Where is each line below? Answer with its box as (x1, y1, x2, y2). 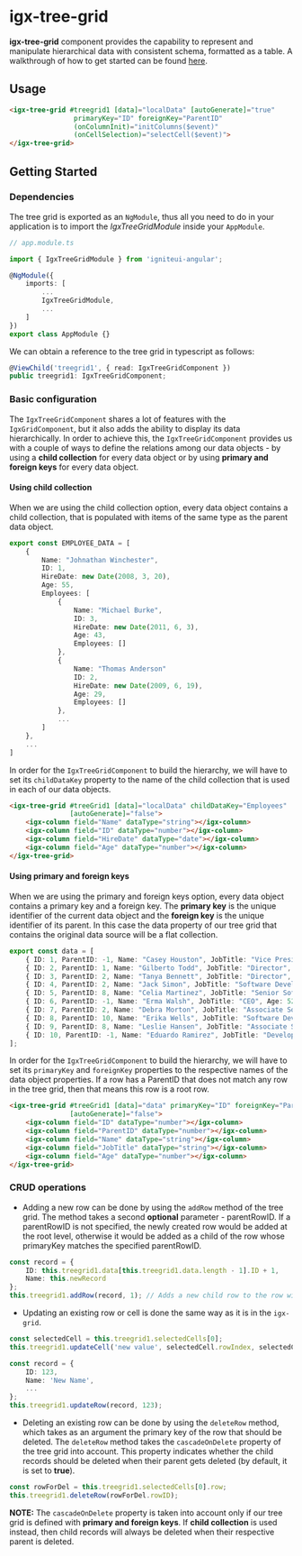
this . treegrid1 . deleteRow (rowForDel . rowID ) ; (9, 1490, 179, 1500)
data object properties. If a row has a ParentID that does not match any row (9, 1075, 288, 1085)
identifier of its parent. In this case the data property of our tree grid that (9, 920, 277, 930)
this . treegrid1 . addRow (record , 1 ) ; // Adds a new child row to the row (9, 1291, 283, 1300)
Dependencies (9, 191, 75, 204)
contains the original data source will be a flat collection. (9, 929, 218, 939)
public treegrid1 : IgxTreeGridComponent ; (9, 371, 167, 380)
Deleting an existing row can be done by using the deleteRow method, (22, 1417, 280, 1428)
